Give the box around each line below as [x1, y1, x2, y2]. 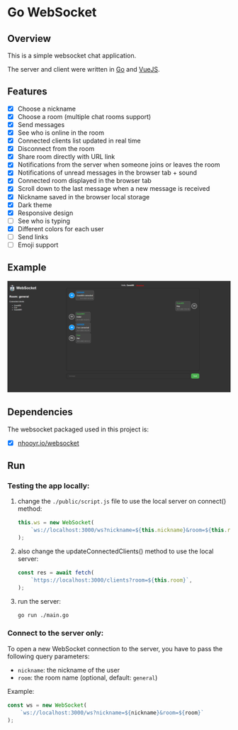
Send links [17, 232, 48, 241]
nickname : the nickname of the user [17, 665, 120, 674]
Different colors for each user [17, 224, 104, 233]
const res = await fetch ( [17, 569, 94, 576]
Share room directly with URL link [17, 153, 115, 161]
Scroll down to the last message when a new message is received [17, 184, 210, 193]
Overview [7, 33, 52, 45]
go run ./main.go [17, 612, 69, 619]
